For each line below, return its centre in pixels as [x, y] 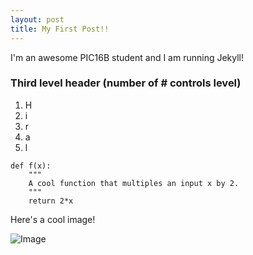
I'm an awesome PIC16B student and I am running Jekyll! [127, 57]
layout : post [37, 19]
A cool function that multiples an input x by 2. [134, 183]
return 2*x [51, 201]
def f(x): [31, 166]
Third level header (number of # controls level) [126, 83]
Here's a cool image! [53, 219]
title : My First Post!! [60, 29]
